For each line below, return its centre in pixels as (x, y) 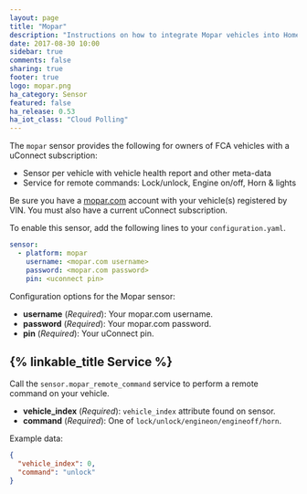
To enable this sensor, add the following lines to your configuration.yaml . (148, 228)
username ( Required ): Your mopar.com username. (117, 314)
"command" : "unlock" (57, 473)
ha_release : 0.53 (42, 111)
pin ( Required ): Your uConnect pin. (88, 333)
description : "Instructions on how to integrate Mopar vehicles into (145, 35)
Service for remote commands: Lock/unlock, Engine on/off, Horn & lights (159, 183)
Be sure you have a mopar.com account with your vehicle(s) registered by (148, 201)
